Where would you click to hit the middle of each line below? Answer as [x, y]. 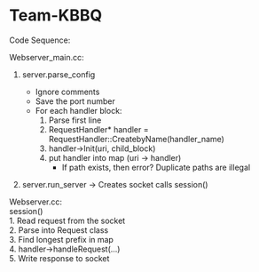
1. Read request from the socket [67, 220]
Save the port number [75, 101]
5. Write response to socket [59, 258]
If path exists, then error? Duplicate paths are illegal [156, 167]
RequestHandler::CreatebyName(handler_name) [136, 139]
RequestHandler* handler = [98, 129]
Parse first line [75, 120]
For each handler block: [78, 110]
